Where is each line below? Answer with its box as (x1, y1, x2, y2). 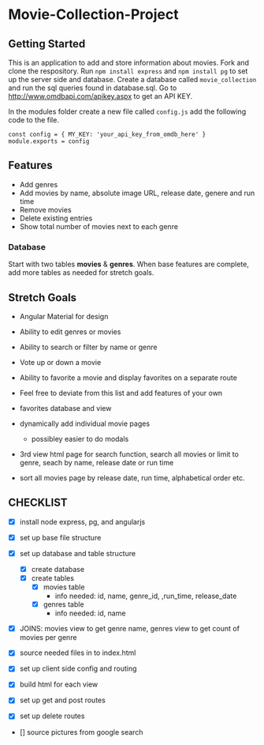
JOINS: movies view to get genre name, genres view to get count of (19, 624, 240, 634)
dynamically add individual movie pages (19, 419, 151, 428)
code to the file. (8, 115, 59, 124)
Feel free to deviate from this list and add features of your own (19, 388, 223, 397)
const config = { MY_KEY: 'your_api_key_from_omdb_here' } (8, 130, 206, 138)
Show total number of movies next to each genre (19, 221, 179, 231)
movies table (43, 582, 85, 592)
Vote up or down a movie (19, 357, 102, 367)
